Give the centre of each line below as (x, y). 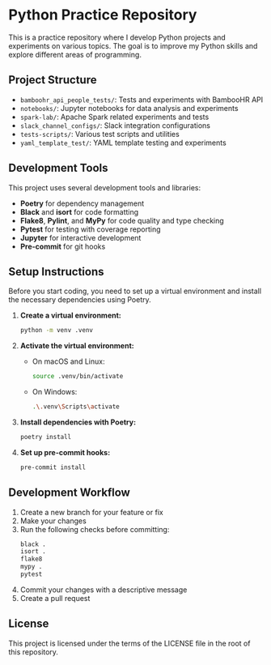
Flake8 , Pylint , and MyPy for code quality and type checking (122, 220)
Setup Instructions (56, 272)
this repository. (34, 652)
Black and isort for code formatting (79, 211)
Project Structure (53, 80)
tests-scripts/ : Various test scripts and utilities (100, 134)
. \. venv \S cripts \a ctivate (76, 407)
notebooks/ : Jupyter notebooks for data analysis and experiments (129, 108)
